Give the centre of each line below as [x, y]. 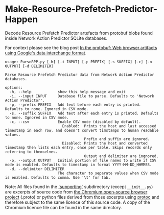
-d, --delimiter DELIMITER [37, 169]
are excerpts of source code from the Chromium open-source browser [76, 191]
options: [14, 87]
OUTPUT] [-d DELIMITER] [29, 66]
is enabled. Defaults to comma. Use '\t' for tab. [58, 177]
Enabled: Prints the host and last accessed [109, 126]
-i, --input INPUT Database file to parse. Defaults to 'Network [82, 96]
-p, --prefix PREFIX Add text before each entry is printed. [75, 105]
